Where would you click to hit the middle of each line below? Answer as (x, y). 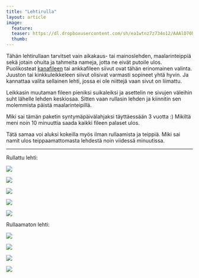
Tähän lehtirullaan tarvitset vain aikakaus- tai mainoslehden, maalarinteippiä (99, 56)
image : (14, 22)
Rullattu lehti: (22, 158)
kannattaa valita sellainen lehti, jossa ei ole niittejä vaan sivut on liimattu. (94, 81)
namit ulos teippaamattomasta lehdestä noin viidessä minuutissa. (85, 140)
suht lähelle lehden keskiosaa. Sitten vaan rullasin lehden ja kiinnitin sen (94, 99)
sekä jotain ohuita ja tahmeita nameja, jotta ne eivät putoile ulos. (84, 62)
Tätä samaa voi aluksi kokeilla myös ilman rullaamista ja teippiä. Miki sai (93, 134)
